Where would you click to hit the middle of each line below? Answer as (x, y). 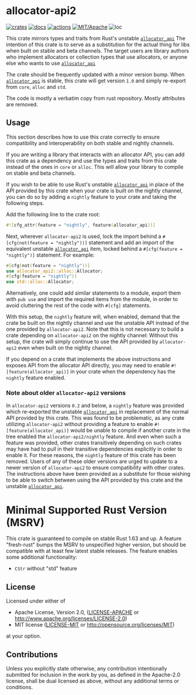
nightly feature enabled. (36, 378)
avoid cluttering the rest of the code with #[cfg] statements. (78, 306)
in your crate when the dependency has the (123, 372)
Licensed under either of (36, 601)
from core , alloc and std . (37, 87)
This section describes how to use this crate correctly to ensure (83, 137)
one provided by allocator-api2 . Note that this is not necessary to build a (95, 329)
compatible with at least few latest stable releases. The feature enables (92, 551)
